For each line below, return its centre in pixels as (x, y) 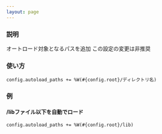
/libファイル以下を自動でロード (45, 112)
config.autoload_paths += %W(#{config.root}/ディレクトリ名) (82, 80)
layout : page (23, 12)
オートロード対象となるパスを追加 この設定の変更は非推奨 (79, 49)
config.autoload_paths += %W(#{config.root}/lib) (70, 125)
